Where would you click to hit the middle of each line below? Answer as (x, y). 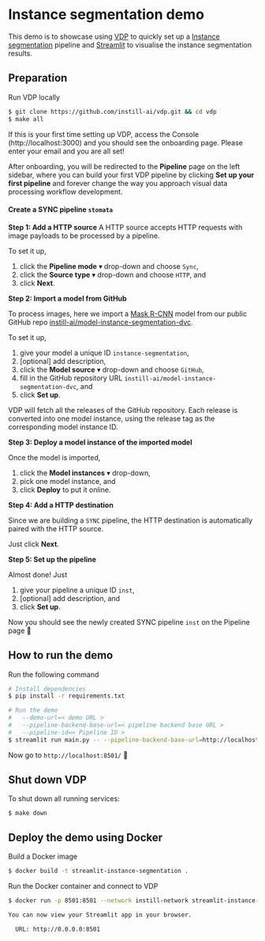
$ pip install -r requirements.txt (67, 696)
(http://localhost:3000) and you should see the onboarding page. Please (125, 142)
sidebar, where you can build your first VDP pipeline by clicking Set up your (131, 175)
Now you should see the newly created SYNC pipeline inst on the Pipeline (129, 622)
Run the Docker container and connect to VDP (83, 886)
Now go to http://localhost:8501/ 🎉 (68, 755)
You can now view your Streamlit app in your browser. (100, 915)
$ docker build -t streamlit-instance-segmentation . (99, 871)
